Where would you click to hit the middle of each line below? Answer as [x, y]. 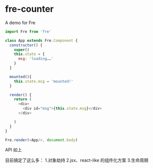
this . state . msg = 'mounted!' [44, 81]
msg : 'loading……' [36, 59]
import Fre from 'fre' [28, 31]
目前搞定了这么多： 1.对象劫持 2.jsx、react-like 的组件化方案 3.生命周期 [77, 160]
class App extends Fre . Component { [41, 40]
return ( [23, 99]
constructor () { [26, 45]
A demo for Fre [20, 23]
